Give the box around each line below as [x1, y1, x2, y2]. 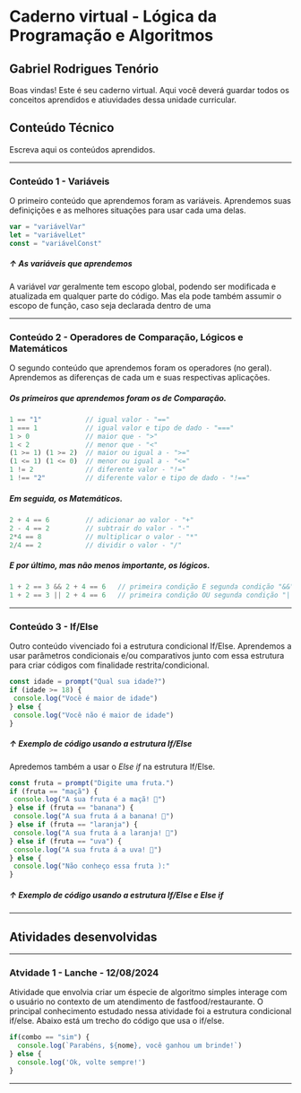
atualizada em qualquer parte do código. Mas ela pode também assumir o [9, 290, 282, 302]
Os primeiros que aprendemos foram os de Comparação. [9, 392, 227, 403]
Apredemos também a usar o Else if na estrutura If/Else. [9, 761, 216, 772]
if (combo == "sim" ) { [9, 1033, 90, 1042]
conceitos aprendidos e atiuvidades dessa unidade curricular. [9, 94, 237, 105]
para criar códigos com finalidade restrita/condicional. [9, 660, 210, 670]
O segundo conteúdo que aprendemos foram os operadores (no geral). [9, 363, 272, 373]
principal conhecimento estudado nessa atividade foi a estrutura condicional [9, 1006, 292, 1017]
